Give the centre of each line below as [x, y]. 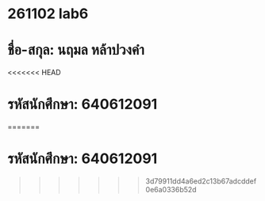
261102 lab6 [48, 14]
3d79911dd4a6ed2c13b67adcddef [201, 181]
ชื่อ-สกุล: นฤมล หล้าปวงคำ [76, 50]
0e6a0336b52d [171, 190]
